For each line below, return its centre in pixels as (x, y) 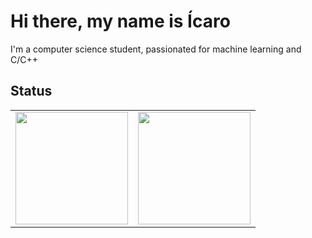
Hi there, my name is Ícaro (120, 21)
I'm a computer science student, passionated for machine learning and (156, 49)
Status (31, 91)
